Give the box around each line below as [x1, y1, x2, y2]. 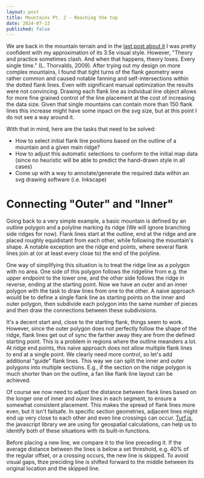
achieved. [6, 376, 31, 384]
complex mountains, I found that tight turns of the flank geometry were [6, 68, 184, 76]
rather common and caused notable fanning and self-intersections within [6, 75, 189, 82]
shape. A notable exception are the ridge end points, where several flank [6, 243, 188, 251]
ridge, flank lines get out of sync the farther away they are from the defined [6, 331, 195, 339]
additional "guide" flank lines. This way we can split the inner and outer [6, 357, 184, 365]
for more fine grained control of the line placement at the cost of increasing [6, 94, 195, 102]
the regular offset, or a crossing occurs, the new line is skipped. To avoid [6, 452, 189, 459]
